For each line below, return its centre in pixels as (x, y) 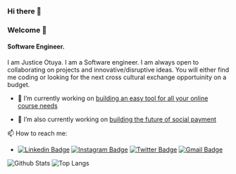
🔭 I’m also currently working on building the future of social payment (117, 119)
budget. (19, 85)
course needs (37, 106)
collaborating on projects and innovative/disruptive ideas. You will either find (118, 70)
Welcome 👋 (27, 29)
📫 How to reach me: (37, 133)
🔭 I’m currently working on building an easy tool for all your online (113, 98)
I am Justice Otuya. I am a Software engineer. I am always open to (103, 62)
